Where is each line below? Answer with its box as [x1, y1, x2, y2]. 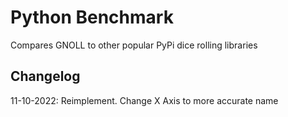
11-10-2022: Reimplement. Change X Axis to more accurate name [10, 94, 279, 106]
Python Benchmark [10, 6, 174, 29]
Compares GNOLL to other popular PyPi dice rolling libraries [10, 39, 258, 51]
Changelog [10, 68, 81, 85]
